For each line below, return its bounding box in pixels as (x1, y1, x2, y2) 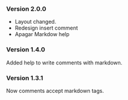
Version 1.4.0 (6, 46, 46, 54)
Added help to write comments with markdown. (6, 59, 123, 66)
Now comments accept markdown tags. (6, 87, 104, 94)
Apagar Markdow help (14, 31, 70, 38)
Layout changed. (14, 18, 57, 25)
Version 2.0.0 (6, 5, 46, 13)
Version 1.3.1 (6, 73, 43, 82)
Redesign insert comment (14, 24, 79, 31)
